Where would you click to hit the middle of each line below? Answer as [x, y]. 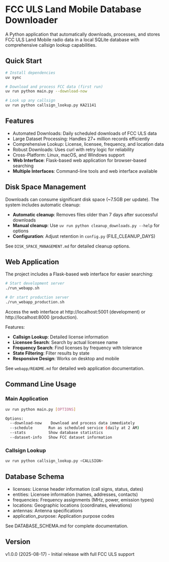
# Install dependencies [30, 73]
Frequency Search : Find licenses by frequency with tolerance [77, 348]
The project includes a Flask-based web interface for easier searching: [79, 274]
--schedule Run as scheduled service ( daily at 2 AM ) [75, 428]
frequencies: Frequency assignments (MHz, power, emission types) [83, 499]
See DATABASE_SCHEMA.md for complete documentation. [67, 526]
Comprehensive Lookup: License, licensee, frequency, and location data [88, 144]
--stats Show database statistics [56, 433]
